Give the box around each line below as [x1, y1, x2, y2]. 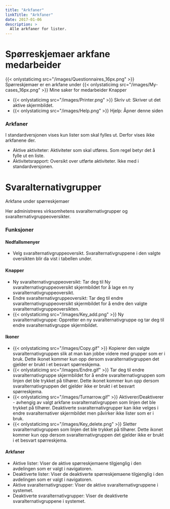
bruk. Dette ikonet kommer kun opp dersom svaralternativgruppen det [12, 355, 159, 362]
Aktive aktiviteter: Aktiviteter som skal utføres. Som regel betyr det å [12, 147, 156, 154]
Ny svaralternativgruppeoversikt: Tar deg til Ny [12, 278, 111, 285]
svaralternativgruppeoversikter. [5, 214, 71, 220]
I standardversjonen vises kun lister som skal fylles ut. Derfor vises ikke [5, 132, 155, 138]
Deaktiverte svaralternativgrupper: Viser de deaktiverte [12, 493, 128, 499]
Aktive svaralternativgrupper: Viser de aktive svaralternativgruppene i [12, 482, 158, 488]
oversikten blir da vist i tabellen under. [12, 256, 92, 262]
